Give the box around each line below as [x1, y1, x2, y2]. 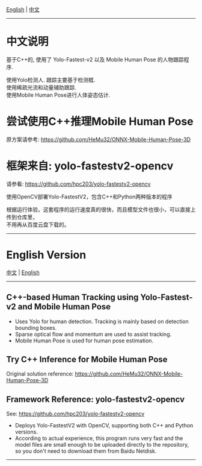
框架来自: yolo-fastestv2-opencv [6, 159, 174, 173]
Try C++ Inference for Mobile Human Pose [6, 354, 168, 364]
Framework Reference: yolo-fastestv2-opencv [6, 394, 185, 405]
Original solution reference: [6, 370, 74, 377]
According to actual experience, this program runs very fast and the [14, 435, 183, 442]
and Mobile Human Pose [17, 301, 111, 312]
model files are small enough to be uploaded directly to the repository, [14, 441, 189, 449]
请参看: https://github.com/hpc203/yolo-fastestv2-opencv [6, 180, 151, 187]
